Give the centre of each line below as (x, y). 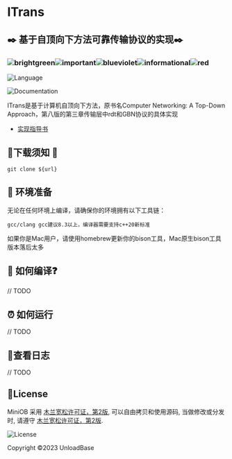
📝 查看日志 (28, 355)
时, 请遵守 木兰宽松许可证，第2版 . (55, 420)
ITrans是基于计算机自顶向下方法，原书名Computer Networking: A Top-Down (116, 105)
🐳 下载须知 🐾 (33, 153)
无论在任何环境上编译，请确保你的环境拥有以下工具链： (86, 210)
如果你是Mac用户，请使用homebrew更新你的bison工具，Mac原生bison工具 (115, 238)
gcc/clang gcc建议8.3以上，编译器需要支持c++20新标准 (79, 225)
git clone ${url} (32, 169)
